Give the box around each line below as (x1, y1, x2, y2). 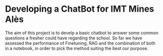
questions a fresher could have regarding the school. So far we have (5, 35, 143, 41)
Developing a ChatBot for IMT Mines (5, 3, 154, 15)
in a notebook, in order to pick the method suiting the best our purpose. (5, 45, 148, 51)
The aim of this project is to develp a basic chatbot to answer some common (5, 30, 159, 36)
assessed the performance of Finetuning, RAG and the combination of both (5, 40, 156, 46)
